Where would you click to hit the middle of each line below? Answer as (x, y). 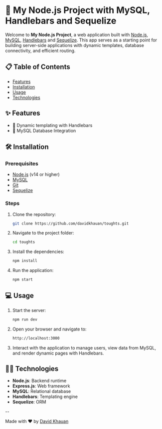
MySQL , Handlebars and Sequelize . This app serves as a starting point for (81, 40)
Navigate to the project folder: (43, 233)
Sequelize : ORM (29, 402)
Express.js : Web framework (41, 386)
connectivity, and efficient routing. (40, 50)
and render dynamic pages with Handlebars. (58, 353)
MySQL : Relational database (42, 391)
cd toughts (24, 242)
